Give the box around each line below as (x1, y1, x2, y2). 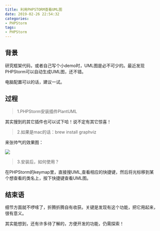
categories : (5, 16, 29, 21)
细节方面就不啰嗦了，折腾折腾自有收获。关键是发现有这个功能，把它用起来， (5, 204, 158, 210)
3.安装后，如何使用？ (16, 159, 60, 165)
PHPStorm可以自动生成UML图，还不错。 (5, 68, 86, 74)
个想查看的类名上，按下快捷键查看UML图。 (5, 175, 91, 181)
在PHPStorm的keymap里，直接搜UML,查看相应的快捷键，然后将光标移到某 (5, 169, 154, 175)
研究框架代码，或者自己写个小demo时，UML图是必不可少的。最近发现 (5, 63, 145, 68)
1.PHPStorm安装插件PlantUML (16, 108, 78, 114)
